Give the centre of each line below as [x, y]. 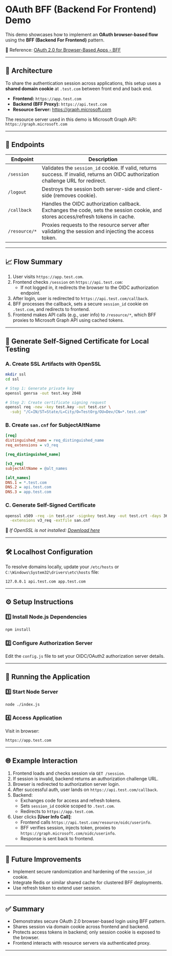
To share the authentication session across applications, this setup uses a [83, 83]
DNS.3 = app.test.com [28, 492]
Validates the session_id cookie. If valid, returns [99, 168]
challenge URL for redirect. [74, 180]
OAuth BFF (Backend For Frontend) [81, 9]
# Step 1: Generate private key [40, 388]
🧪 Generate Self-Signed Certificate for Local [77, 341]
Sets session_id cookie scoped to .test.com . [68, 806]
